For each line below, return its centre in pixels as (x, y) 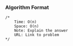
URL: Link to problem (36, 35)
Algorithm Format (27, 7)
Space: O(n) (26, 26)
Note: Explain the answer (41, 31)
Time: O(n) (25, 22)
